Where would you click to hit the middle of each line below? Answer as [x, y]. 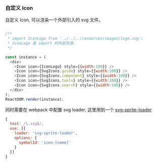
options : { [26, 138]
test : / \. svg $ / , [27, 124]
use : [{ [18, 129]
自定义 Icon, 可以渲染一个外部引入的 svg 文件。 [54, 20]
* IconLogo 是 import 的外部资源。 [42, 43]
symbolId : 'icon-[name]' [45, 142]
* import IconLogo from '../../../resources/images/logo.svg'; [75, 39]
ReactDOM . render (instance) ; [35, 99]
